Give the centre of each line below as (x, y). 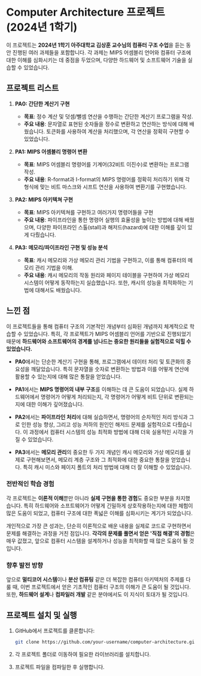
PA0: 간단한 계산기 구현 (42, 104)
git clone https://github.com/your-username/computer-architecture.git (106, 642)
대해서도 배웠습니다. (58, 290)
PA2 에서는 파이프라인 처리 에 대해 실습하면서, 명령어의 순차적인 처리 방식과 (101, 417)
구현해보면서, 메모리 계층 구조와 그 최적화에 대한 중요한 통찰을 (98, 459)
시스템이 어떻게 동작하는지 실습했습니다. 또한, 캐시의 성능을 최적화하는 (105, 283)
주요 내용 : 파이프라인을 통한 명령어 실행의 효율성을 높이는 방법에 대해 (103, 220)
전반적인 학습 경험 (31, 484)
